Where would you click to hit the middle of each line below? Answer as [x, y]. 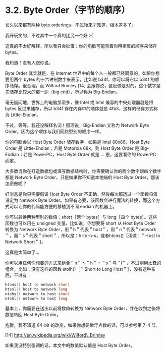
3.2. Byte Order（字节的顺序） [68, 10]
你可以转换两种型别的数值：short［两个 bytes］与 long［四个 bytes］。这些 [81, 217]
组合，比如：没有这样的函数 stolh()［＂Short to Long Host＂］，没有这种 [78, 269]
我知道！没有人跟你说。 [29, 62]
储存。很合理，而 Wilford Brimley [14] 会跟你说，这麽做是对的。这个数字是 [85, 85]
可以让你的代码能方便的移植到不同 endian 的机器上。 [63, 206]
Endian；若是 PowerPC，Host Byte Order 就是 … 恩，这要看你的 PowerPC [81, 154]
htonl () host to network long [36, 289]
